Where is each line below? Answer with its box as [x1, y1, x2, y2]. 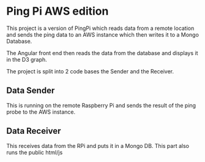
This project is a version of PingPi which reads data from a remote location [6, 24, 195, 32]
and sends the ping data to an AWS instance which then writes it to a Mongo [6, 31, 199, 38]
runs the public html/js [6, 149, 63, 156]
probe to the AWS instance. [6, 108, 76, 116]
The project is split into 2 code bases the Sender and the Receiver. [6, 67, 174, 75]
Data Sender [6, 86, 55, 96]
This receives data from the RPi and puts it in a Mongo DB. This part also [6, 142, 190, 149]
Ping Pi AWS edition [6, 4, 109, 18]
